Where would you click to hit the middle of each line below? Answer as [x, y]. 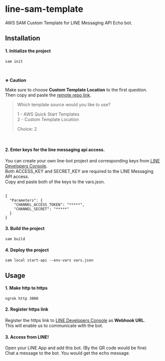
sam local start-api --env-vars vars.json [49, 260]
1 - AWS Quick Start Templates [48, 114]
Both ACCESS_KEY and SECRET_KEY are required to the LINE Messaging [79, 171]
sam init [14, 61]
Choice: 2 [27, 129]
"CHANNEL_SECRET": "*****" [42, 209]
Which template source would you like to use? [64, 104]
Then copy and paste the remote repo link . [48, 95]
